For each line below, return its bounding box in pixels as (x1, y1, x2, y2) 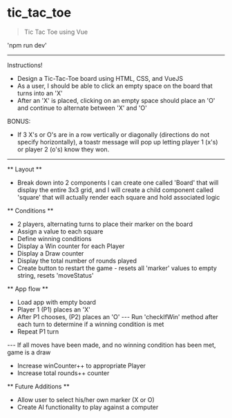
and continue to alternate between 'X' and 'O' (17, 104, 147, 112)
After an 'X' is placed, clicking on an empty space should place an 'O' (17, 96, 215, 104)
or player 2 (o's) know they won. (17, 145, 110, 153)
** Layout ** (7, 164, 43, 173)
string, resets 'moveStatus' (17, 271, 95, 279)
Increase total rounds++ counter (17, 368, 110, 377)
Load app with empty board (17, 298, 97, 306)
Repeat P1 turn (17, 327, 59, 336)
